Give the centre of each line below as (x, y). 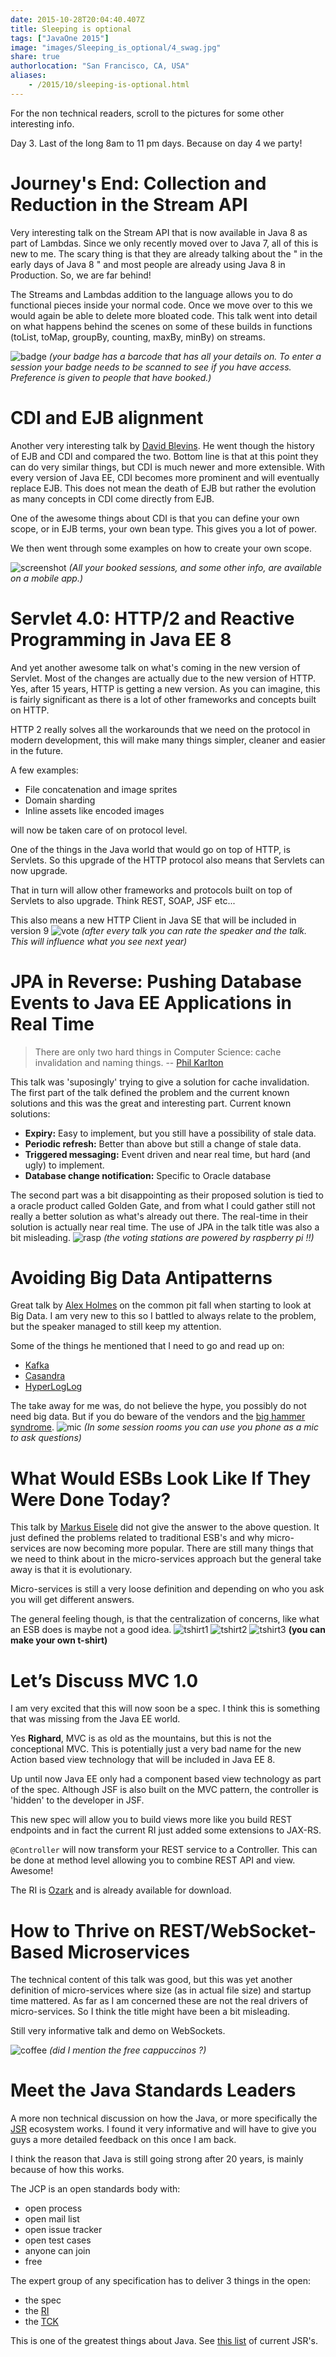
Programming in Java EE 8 (121, 639)
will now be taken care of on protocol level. (99, 830)
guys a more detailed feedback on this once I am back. (123, 2140)
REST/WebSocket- (237, 1930)
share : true (35, 57)
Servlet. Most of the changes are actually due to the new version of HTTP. (163, 678)
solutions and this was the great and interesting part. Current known (151, 1103)
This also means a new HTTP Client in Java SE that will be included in (153, 920)
